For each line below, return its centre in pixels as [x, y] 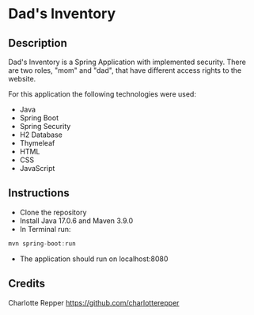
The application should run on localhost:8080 [94, 259]
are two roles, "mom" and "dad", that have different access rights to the [125, 70]
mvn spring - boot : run [42, 243]
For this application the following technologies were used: [102, 94]
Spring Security [45, 126]
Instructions [39, 194]
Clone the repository [53, 212]
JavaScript [37, 168]
